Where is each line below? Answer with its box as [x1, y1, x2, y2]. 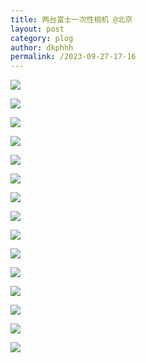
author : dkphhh [10, 42, 74, 53]
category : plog [10, 33, 74, 43]
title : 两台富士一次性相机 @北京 [10, 14, 133, 25]
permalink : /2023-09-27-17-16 [10, 52, 137, 62]
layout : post [10, 24, 65, 34]
